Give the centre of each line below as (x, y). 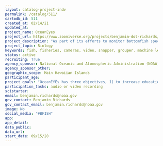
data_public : (18, 127)
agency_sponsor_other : (28, 69)
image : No (15, 109)
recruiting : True (23, 59)
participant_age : (23, 77)
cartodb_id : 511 (21, 18)
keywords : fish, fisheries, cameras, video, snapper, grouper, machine (79, 50)
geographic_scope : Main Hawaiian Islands (48, 73)
